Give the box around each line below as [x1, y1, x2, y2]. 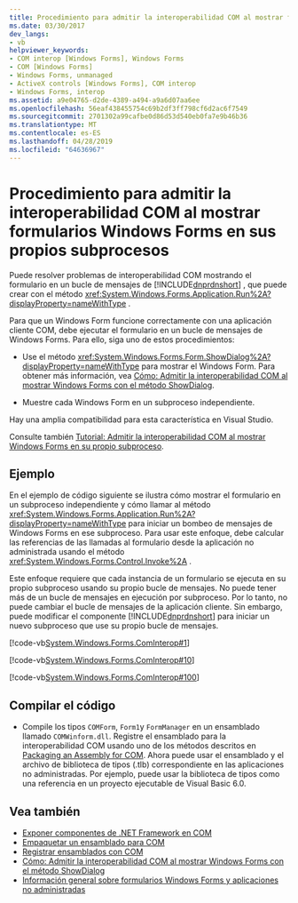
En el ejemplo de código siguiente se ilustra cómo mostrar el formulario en [9, 490, 281, 500]
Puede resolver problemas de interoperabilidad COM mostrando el [9, 269, 252, 280]
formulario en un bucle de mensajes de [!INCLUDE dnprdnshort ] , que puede [9, 279, 287, 290]
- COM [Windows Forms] [9, 63, 93, 72]
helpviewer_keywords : [9, 46, 90, 55]
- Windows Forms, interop [9, 87, 105, 96]
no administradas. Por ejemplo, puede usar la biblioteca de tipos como [21, 769, 280, 779]
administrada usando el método [9, 547, 125, 557]
